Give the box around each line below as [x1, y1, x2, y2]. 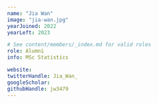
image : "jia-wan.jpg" [7, 16, 69, 23]
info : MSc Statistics [7, 54, 69, 61]
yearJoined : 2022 [7, 23, 57, 29]
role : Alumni [7, 48, 44, 55]
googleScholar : [7, 79, 51, 86]
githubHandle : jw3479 [7, 85, 69, 92]
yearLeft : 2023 [7, 29, 51, 36]
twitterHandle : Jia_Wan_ [7, 72, 78, 79]
